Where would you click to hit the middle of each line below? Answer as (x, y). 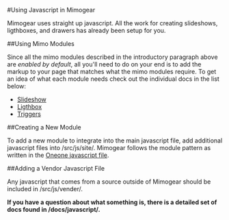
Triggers (29, 114)
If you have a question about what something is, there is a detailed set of (112, 202)
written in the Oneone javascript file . (58, 155)
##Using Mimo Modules (41, 44)
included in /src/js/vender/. (45, 189)
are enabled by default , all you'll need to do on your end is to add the (104, 64)
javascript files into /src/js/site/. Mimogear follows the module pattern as (109, 148)
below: (16, 86)
